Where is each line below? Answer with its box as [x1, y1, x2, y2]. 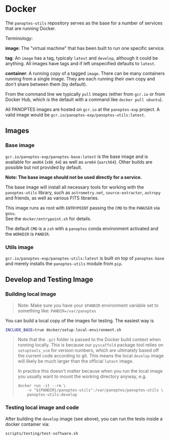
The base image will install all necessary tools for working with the [5, 184, 144, 190]
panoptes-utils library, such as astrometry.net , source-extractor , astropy [5, 189, 161, 195]
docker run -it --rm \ [17, 383, 66, 388]
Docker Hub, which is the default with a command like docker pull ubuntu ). [5, 96, 163, 102]
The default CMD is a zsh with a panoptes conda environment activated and [5, 225, 159, 231]
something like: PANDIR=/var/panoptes [17, 307, 96, 314]
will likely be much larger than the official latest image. [17, 358, 133, 365]
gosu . [5, 210, 16, 216]
